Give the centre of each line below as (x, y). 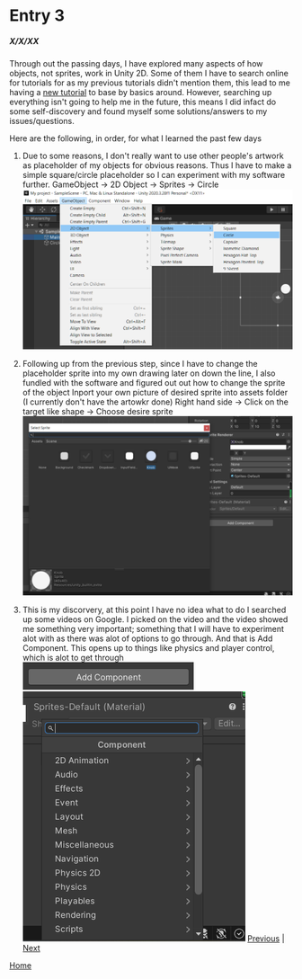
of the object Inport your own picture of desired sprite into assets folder (155, 392)
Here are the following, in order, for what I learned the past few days (136, 138)
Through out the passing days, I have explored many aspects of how (136, 64)
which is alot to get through (73, 657)
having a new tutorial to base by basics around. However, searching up (141, 93)
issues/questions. (42, 121)
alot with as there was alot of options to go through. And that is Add (147, 638)
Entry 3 (37, 16)
